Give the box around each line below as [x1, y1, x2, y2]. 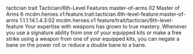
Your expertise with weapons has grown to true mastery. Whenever [24, 23, 187, 30]
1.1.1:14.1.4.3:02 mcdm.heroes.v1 [19, 17, 96, 24]
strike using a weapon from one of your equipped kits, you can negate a [6, 35, 180, 42]
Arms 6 [6, 10, 24, 17]
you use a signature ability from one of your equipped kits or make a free [6, 29, 182, 36]
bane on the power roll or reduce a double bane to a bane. [6, 42, 147, 48]
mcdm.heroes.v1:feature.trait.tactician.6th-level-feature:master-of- [25, 10, 186, 17]
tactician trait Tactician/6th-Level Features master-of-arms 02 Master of [6, 5, 180, 11]
